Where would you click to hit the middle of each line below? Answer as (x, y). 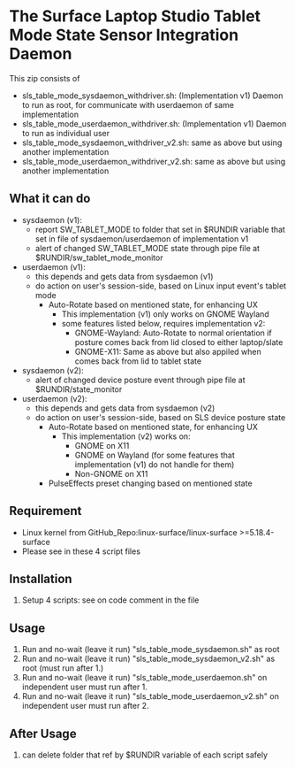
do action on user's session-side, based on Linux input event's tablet (161, 286)
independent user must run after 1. (85, 687)
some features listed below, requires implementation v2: (163, 323)
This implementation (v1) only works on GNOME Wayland (165, 314)
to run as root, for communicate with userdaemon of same (128, 104)
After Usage (43, 733)
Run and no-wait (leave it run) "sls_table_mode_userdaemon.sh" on (144, 678)
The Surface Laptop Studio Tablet (135, 16)
